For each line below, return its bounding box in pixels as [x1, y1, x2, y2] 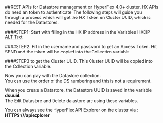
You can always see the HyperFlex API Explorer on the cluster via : [5, 107, 139, 113]
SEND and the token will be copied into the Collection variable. [5, 49, 130, 54]
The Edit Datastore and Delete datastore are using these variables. [5, 98, 138, 104]
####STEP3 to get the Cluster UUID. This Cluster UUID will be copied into [5, 58, 153, 64]
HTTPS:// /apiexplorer [5, 112, 50, 118]
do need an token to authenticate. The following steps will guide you [5, 9, 142, 15]
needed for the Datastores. [5, 19, 59, 25]
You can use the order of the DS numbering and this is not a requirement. [5, 78, 152, 84]
